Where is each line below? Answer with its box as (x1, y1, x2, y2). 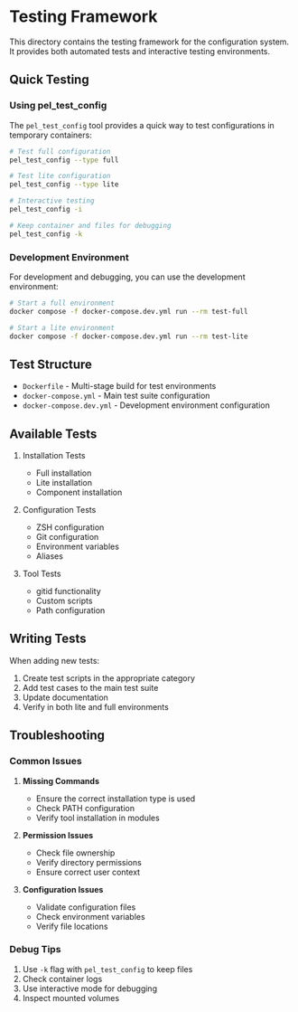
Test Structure (9, 356, 93, 372)
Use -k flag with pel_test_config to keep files (22, 963, 193, 974)
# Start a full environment (9, 298, 116, 307)
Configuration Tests (22, 505, 97, 515)
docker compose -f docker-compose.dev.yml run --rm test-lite (9, 332, 248, 341)
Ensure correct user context (35, 866, 141, 877)
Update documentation (22, 692, 108, 703)
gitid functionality (35, 586, 101, 597)
